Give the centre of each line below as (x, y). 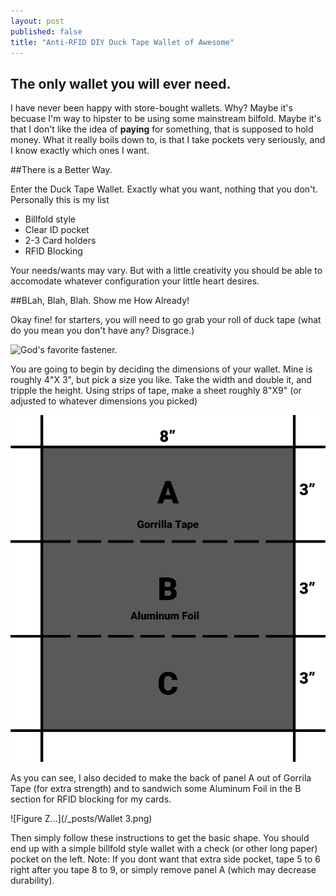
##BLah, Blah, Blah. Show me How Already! (100, 301)
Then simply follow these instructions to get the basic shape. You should (160, 838)
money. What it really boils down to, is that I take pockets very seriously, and (168, 140)
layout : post (37, 21)
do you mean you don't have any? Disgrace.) (102, 331)
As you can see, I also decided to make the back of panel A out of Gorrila (161, 778)
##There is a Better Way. (61, 170)
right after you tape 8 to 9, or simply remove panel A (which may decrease (163, 870)
